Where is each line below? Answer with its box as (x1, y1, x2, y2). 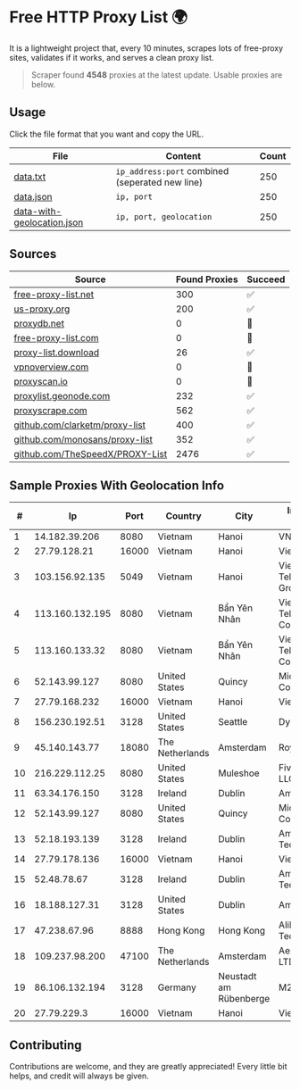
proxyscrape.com (13, 404, 87, 416)
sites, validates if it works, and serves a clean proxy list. (9, 52, 214, 62)
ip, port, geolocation (115, 212, 212, 221)
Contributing (9, 1037, 82, 1053)
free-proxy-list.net (13, 287, 95, 300)
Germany (157, 981, 196, 994)
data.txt (13, 171, 46, 183)
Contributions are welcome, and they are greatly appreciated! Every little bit (9, 1061, 287, 1072)
